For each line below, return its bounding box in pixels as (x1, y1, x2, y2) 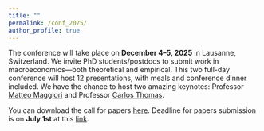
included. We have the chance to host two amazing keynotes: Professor (8, 82, 244, 91)
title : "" (8, 11, 41, 20)
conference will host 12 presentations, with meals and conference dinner (8, 73, 247, 83)
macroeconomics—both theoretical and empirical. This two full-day (8, 65, 230, 75)
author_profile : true (8, 26, 81, 34)
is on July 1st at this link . (8, 114, 89, 124)
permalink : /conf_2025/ (8, 19, 88, 27)
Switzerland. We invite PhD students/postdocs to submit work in (8, 56, 219, 66)
